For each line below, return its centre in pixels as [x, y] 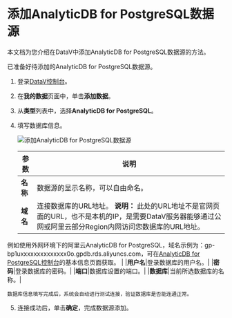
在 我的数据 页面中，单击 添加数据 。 [66, 96]
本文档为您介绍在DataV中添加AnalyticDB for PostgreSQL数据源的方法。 [108, 52]
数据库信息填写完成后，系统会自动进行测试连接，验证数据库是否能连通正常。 [100, 294]
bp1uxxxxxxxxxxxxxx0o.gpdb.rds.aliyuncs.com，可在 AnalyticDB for [104, 254]
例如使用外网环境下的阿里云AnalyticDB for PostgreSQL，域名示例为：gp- [111, 245]
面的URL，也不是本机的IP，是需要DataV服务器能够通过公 [129, 216]
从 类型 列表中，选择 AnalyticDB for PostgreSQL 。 [87, 111]
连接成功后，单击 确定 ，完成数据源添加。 [75, 308]
